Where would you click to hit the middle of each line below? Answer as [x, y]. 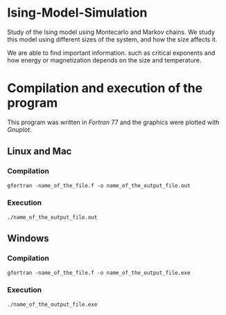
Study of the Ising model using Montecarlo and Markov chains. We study [111, 32]
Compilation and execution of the [105, 88]
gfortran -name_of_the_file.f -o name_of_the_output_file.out [99, 185]
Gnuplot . [20, 129]
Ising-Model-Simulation [77, 13]
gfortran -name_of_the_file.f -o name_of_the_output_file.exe [99, 273]
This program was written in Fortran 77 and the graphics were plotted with [113, 122]
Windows [28, 238]
